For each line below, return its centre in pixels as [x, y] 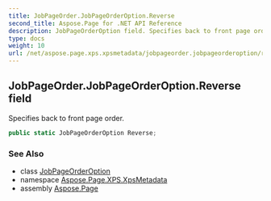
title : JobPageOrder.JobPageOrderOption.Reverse [92, 16]
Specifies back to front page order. [67, 118]
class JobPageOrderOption [65, 171]
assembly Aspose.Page [59, 188]
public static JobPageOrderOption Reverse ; [83, 133]
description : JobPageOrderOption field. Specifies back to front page [129, 31]
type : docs [27, 38]
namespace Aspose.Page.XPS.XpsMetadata [94, 179]
